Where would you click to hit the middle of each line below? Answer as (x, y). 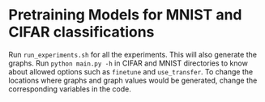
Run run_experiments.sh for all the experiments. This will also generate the (133, 54)
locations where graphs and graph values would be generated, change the (133, 80)
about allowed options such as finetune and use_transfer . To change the (131, 71)
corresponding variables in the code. (70, 89)
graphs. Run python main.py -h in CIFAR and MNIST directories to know (128, 63)
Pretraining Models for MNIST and (125, 15)
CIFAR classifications (81, 32)
